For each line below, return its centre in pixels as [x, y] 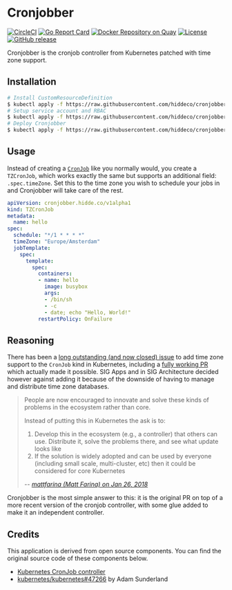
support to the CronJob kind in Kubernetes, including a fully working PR [108, 364]
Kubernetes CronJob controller [61, 572]
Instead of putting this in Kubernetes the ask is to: [95, 421]
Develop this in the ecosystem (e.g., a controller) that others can [126, 434]
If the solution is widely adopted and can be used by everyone [123, 456]
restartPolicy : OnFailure [75, 319]
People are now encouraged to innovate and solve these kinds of [116, 400]
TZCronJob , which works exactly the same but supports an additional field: [112, 175]
